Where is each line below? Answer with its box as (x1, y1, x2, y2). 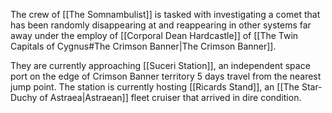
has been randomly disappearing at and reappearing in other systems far (10, 19, 312, 31)
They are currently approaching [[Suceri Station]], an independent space (10, 60, 311, 71)
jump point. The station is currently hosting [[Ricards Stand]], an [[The (10, 81, 300, 93)
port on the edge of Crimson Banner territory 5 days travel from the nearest (10, 70, 322, 82)
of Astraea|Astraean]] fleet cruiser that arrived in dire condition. (39, 92, 302, 103)
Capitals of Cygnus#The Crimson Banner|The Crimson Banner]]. (10, 40, 277, 52)
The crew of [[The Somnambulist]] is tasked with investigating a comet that (10, 9, 321, 20)
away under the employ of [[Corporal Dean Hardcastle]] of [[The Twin (10, 30, 299, 41)
